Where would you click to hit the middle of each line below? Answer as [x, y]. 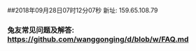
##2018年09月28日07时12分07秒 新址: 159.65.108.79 [83, 10]
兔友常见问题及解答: [41, 30]
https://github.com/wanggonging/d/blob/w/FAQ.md [98, 39]
